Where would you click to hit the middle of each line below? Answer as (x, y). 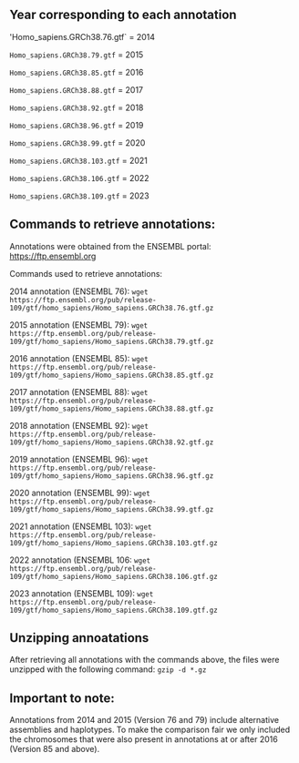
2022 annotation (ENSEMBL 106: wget (80, 560)
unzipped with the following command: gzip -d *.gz (108, 669)
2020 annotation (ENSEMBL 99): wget (80, 493)
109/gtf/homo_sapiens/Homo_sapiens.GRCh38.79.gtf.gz (112, 341)
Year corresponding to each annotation (123, 15)
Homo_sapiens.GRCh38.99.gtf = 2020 (77, 142)
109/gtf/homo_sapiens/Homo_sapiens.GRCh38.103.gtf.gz (114, 543)
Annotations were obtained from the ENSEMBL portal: (110, 246)
